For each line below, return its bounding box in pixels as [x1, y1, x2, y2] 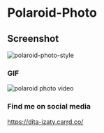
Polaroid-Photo [7, 5, 98, 21]
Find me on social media [7, 102, 91, 111]
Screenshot [7, 33, 59, 45]
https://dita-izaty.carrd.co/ [7, 117, 84, 126]
